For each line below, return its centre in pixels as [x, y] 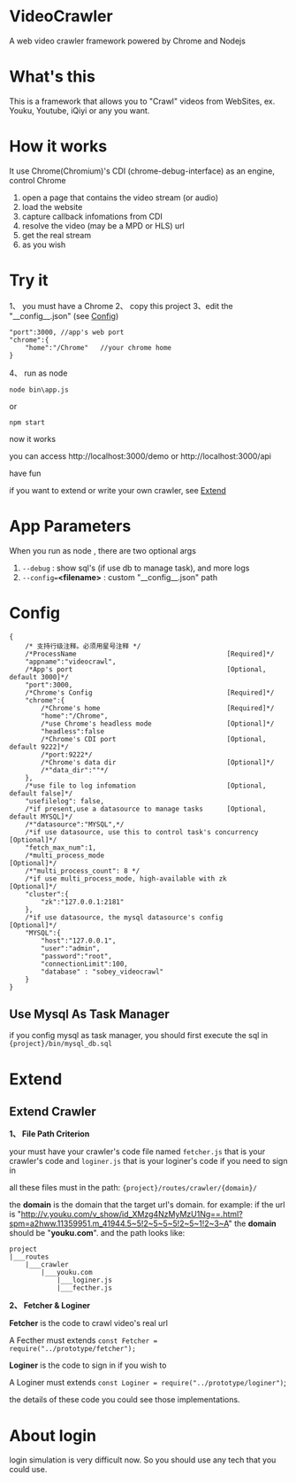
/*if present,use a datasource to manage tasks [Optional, [146, 809]
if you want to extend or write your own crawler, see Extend [118, 490]
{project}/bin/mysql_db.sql [61, 1044]
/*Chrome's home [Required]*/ [158, 708]
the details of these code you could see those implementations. [125, 1400]
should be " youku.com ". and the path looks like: [97, 1233]
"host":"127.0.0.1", [79, 941]
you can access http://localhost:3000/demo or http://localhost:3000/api [140, 456]
